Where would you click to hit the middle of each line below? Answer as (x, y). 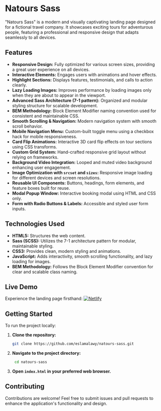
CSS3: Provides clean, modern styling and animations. (66, 251)
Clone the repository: (34, 335)
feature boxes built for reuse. (41, 188)
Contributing (25, 386)
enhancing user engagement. (41, 167)
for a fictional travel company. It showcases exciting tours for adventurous (79, 27)
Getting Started (29, 314)
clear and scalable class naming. (45, 272)
